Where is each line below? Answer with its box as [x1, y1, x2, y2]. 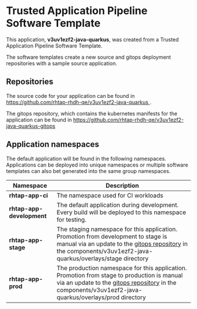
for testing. [56, 215, 87, 223]
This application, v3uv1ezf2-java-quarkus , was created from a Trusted [6, 36, 179, 43]
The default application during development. [56, 201, 179, 209]
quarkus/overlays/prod [56, 293, 120, 301]
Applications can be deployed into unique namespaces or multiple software [6, 161, 189, 168]
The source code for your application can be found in [6, 92, 135, 99]
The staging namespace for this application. [56, 225, 178, 233]
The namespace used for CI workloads [56, 191, 164, 199]
